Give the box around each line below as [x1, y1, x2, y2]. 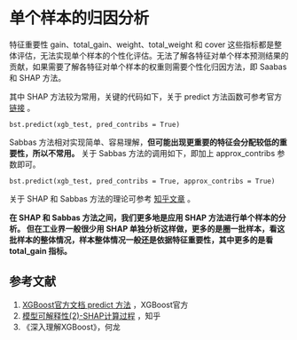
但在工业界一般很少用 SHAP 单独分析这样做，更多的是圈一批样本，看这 [26, 223, 285, 233]
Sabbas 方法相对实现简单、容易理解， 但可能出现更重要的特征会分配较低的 [9, 137, 280, 147]
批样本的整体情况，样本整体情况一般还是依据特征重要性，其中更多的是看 [9, 234, 273, 245]
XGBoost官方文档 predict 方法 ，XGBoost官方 [21, 299, 189, 310]
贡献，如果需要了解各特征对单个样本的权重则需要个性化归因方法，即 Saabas [9, 61, 287, 72]
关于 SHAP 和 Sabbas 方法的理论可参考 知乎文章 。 [9, 193, 195, 204]
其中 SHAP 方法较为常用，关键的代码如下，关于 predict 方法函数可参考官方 [9, 91, 283, 102]
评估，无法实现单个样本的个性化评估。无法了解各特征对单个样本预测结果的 [16, 50, 289, 60]
